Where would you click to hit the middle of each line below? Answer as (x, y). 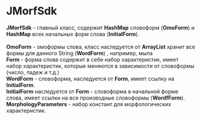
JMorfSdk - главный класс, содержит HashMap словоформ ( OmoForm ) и (100, 28)
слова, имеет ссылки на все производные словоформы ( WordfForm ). (95, 98)
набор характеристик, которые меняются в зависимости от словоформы (100, 66)
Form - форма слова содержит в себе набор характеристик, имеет (92, 59)
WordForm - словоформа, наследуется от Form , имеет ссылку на (90, 79)
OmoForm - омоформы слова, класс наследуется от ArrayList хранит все (101, 47)
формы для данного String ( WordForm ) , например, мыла (79, 53)
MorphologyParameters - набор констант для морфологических (89, 104)
